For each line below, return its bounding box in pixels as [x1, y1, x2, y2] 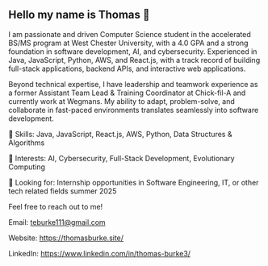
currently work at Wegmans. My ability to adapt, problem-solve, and [8, 96, 236, 106]
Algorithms [8, 138, 45, 148]
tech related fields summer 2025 [8, 186, 117, 196]
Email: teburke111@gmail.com [8, 217, 107, 227]
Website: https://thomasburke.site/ [8, 233, 124, 243]
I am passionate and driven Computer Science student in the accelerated [8, 29, 252, 39]
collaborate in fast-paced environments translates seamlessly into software [8, 105, 259, 114]
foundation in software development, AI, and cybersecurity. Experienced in [8, 46, 258, 56]
